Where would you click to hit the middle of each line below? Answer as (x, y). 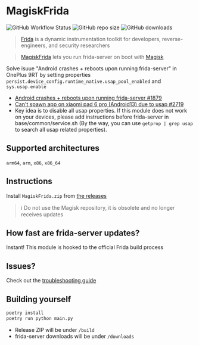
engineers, (34, 45)
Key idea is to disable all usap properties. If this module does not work (101, 110)
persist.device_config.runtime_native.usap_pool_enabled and (84, 81)
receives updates (42, 214)
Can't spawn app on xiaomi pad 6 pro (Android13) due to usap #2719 (99, 104)
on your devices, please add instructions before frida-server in (92, 117)
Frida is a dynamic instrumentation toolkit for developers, (91, 39)
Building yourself (39, 299)
